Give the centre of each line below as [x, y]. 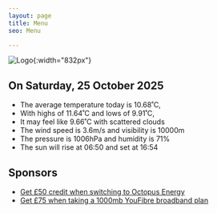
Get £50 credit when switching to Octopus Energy [102, 192]
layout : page [30, 16]
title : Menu [28, 23]
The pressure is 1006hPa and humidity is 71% [95, 139]
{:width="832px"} [62, 60]
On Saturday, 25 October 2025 [86, 85]
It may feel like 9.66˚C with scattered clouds [92, 122]
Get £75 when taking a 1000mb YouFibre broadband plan [114, 200]
